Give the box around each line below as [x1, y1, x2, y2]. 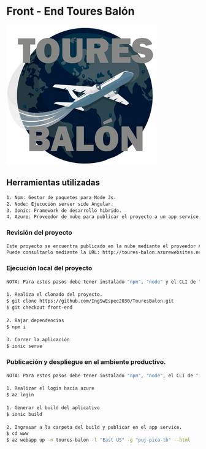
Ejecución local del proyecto [6, 264, 93, 273]
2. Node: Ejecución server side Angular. [6, 201, 114, 207]
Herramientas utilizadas [6, 178, 100, 188]
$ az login [6, 392, 34, 398]
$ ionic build [6, 411, 43, 417]
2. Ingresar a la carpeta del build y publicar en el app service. [6, 424, 183, 430]
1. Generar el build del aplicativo [6, 404, 100, 411]
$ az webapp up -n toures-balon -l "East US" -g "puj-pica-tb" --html [6, 437, 191, 443]
